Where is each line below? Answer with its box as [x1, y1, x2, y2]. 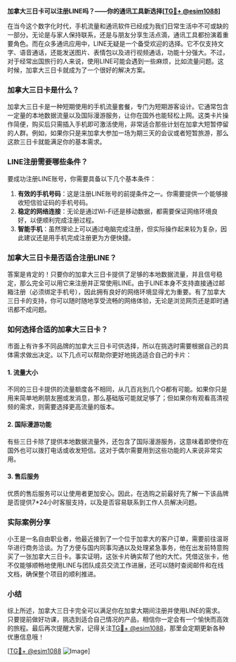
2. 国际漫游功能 [7, 420, 52, 428]
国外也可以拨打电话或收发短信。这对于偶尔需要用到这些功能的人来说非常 [7, 446, 216, 454]
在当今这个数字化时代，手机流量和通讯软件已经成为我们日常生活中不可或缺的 [7, 22, 229, 30]
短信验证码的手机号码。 [23, 198, 92, 206]
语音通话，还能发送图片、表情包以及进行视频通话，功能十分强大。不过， [19, 49, 229, 56]
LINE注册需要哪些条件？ [7, 157, 88, 167]
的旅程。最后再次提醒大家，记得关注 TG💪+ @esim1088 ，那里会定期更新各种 [7, 624, 225, 632]
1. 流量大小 [7, 368, 39, 376]
